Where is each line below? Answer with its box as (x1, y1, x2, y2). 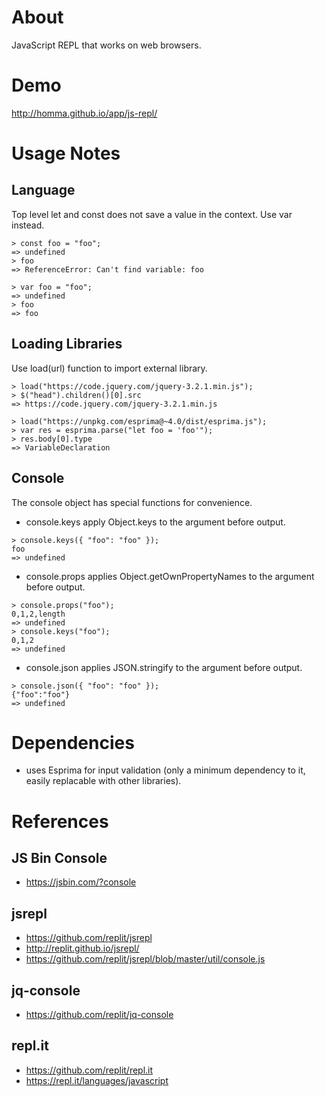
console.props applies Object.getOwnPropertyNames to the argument (25, 570, 315, 582)
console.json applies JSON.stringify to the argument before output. (25, 661, 303, 673)
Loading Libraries (11, 336, 123, 353)
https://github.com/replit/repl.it (25, 1064, 154, 1076)
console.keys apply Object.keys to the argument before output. (25, 516, 286, 528)
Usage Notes (11, 142, 121, 165)
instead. (11, 219, 45, 231)
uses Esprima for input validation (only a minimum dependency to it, (25, 764, 306, 776)
